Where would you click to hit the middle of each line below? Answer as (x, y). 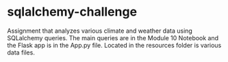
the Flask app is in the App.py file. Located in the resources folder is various (114, 45)
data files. (21, 52)
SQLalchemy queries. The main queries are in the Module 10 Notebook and (113, 37)
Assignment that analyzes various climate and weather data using (100, 31)
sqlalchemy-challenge (72, 12)
